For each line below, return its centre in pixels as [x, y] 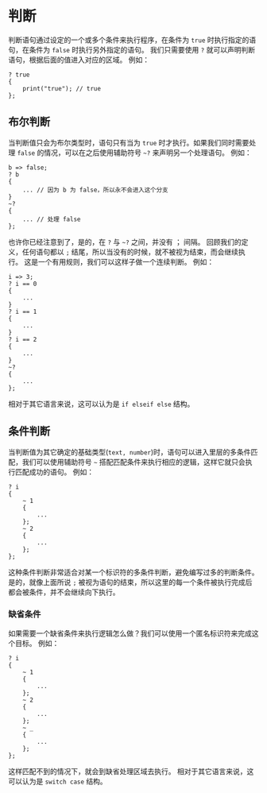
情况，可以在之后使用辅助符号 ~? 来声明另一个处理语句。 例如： [147, 153]
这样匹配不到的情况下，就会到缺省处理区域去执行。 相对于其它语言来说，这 [131, 771]
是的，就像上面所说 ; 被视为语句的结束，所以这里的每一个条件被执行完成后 [130, 582]
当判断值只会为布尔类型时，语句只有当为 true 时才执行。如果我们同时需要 [129, 142]
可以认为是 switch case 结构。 [58, 781]
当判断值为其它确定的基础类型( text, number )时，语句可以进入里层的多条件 [130, 452]
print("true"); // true [62, 88]
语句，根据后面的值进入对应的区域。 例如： [79, 60]
